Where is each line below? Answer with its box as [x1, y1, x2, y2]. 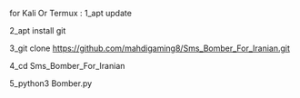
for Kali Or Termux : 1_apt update [9, 8, 132, 18]
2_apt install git [9, 25, 66, 35]
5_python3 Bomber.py [9, 78, 93, 89]
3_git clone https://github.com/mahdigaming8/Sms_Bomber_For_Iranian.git [9, 43, 291, 54]
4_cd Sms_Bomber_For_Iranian [9, 61, 125, 71]
